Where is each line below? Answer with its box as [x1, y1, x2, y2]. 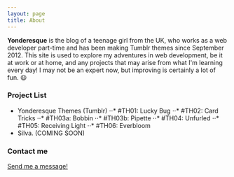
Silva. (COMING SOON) [17, 129, 85, 137]
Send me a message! [7, 162, 68, 171]
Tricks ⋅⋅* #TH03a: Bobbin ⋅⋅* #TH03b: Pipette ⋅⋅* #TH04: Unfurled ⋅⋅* [17, 113, 219, 122]
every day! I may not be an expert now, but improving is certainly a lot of [7, 66, 216, 74]
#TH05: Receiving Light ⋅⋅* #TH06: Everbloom [17, 121, 151, 129]
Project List [7, 90, 47, 100]
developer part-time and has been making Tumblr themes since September [7, 43, 224, 52]
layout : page [7, 10, 46, 17]
